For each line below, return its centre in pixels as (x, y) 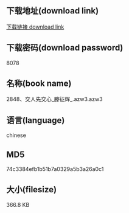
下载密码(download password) (65, 48)
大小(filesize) (31, 190)
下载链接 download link (35, 27)
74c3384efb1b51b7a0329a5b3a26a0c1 (55, 169)
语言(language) (36, 120)
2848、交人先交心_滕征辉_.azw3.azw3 (54, 99)
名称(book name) (39, 84)
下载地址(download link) (53, 11)
